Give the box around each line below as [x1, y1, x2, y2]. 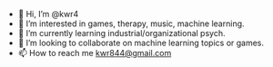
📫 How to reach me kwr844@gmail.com [17, 48, 172, 58]
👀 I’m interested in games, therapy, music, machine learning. [17, 18, 245, 29]
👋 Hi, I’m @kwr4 [17, 9, 79, 19]
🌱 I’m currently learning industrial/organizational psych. [17, 28, 226, 38]
